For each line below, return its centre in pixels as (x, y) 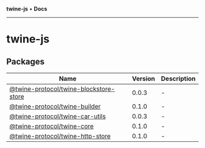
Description (178, 79)
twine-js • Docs (27, 9)
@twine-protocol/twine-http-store (60, 136)
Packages (25, 61)
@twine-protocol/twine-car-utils (58, 116)
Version (144, 79)
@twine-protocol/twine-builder (55, 106)
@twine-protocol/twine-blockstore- (62, 89)
